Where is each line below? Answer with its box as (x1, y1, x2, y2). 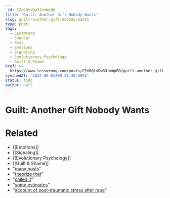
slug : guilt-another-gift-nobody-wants (5, 17, 90, 22)
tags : (5, 26, 17, 31)
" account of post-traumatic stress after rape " (12, 187, 107, 193)
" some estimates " (12, 181, 50, 187)
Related (5, 127, 38, 139)
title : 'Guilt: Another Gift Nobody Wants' (5, 12, 99, 17)
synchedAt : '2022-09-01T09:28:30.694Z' (5, 73, 90, 78)
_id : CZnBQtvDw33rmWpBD (5, 7, 56, 13)
